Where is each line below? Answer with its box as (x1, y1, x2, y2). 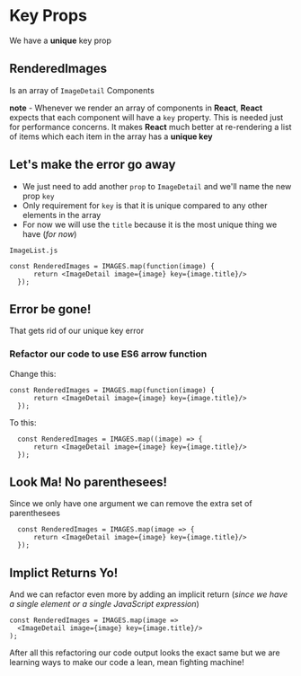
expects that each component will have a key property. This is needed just (9, 111, 284, 122)
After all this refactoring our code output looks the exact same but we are (9, 647, 280, 658)
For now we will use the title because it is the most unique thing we (22, 219, 278, 230)
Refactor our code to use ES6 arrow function (9, 347, 208, 360)
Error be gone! (9, 302, 92, 317)
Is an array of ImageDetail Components (9, 84, 155, 95)
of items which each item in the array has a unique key (9, 131, 213, 142)
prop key (22, 190, 55, 201)
